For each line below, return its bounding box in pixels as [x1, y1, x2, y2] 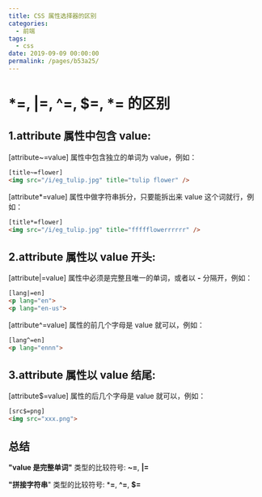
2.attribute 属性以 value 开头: [8, 250, 156, 263]
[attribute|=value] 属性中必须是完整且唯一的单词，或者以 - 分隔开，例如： [8, 273, 253, 283]
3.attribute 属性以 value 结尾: [8, 368, 156, 382]
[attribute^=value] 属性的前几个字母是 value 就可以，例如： [8, 319, 205, 329]
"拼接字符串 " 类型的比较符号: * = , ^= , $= [8, 479, 142, 489]
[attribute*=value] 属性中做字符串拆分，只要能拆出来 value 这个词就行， [8, 191, 247, 201]
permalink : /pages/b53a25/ [8, 58, 99, 66]
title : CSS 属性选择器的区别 [8, 11, 97, 20]
